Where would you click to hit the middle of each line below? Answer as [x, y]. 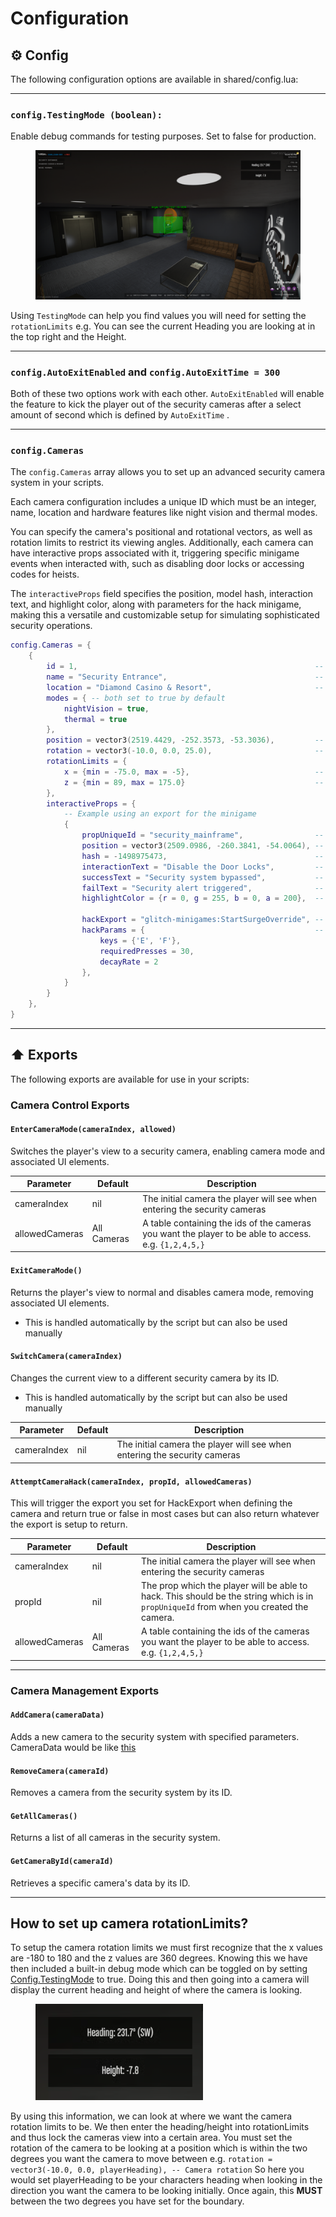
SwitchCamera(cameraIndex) [66, 1357]
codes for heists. [45, 574]
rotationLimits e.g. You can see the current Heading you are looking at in [163, 326]
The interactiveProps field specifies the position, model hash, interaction [161, 594]
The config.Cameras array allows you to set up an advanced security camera [168, 472]
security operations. [51, 626]
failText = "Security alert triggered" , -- [203, 888]
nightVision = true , [106, 708]
